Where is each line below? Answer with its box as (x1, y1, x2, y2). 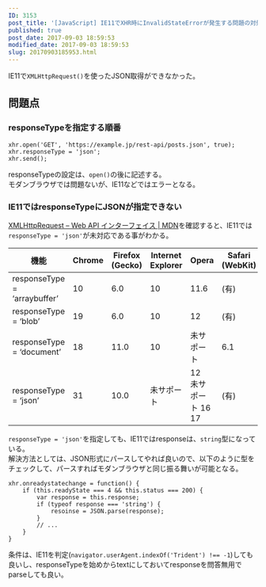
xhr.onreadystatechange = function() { (8, 479, 140, 487)
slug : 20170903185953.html (8, 48, 97, 56)
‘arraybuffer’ (12, 292, 59, 303)
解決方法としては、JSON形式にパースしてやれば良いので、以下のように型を (8, 453, 255, 463)
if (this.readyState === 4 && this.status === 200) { (22, 486, 203, 494)
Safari (227, 250, 251, 261)
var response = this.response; (36, 493, 140, 501)
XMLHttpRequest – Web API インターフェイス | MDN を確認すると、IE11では (8, 220, 253, 230)
